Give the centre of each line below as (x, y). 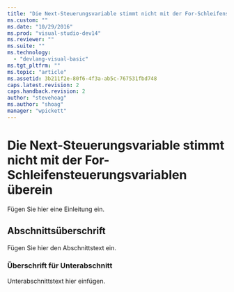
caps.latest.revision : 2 (43, 85)
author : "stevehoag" (37, 98)
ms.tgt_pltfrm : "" (34, 66)
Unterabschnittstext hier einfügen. (56, 281)
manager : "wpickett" (37, 111)
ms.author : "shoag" (36, 105)
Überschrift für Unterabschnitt (60, 266)
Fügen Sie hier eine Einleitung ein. (56, 209)
